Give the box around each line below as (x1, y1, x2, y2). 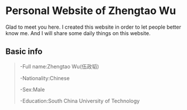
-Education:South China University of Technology (19, 97, 140, 104)
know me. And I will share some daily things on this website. (5, 29, 151, 36)
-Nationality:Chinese (19, 74, 70, 81)
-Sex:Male (19, 86, 45, 93)
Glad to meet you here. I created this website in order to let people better (5, 23, 181, 30)
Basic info (5, 47, 43, 57)
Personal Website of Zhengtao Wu (5, 4, 176, 18)
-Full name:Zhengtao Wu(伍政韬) (19, 63, 99, 70)
